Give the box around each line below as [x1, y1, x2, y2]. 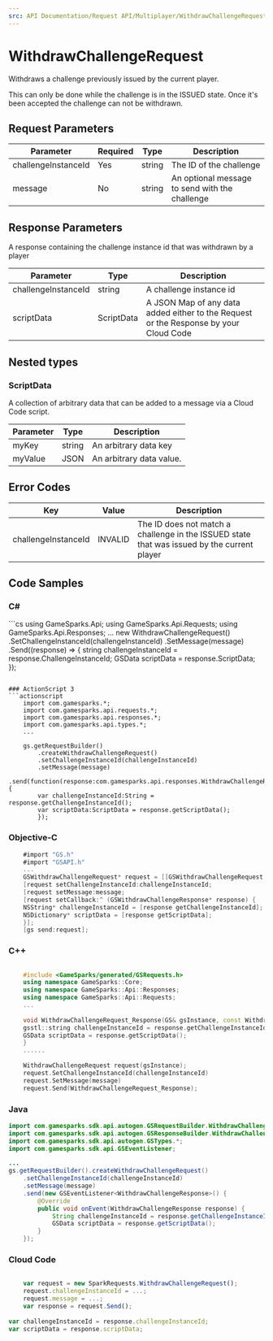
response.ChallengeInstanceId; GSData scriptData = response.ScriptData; [8, 653, 256, 663]
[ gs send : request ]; [23, 926, 89, 935]
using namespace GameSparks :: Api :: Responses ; [23, 986, 180, 994]
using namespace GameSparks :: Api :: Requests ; [23, 993, 176, 1002]
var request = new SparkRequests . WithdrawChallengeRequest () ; [23, 1279, 238, 1288]
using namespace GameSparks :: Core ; [23, 979, 144, 987]
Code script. [8, 406, 50, 416]
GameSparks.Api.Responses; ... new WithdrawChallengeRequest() [8, 627, 231, 638]
